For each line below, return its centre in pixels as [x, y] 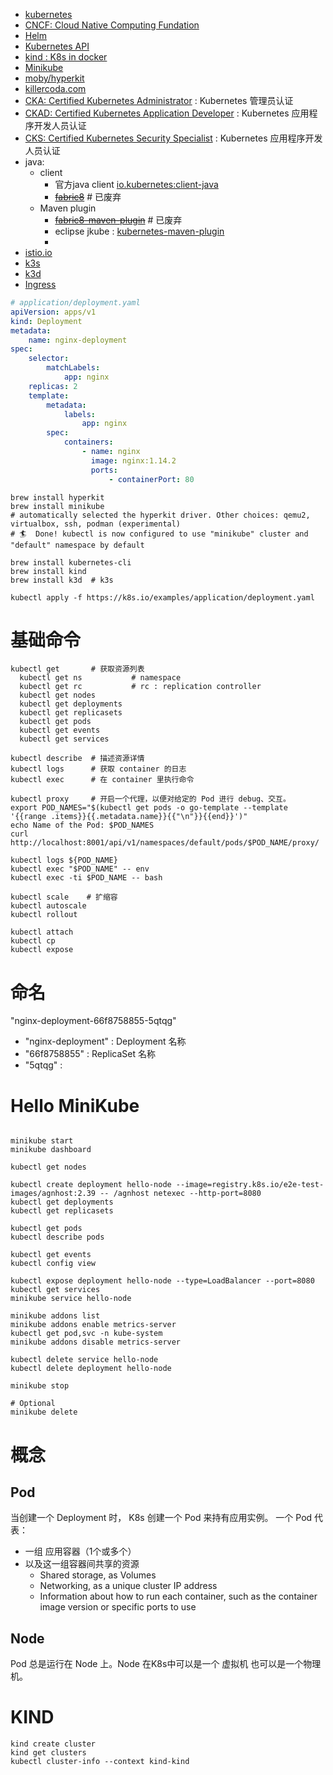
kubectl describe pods [57, 1237]
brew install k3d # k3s [62, 580]
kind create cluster [53, 1744]
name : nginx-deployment [78, 340]
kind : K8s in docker [66, 57]
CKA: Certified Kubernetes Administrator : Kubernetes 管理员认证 [159, 100]
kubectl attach [42, 932]
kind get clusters [48, 1753]
